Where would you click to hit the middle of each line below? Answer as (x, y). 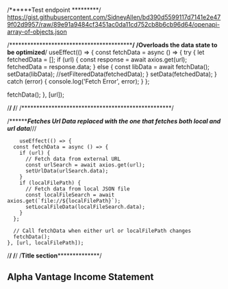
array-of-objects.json (37, 32)
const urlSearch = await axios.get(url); (85, 165)
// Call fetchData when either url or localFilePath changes (102, 231)
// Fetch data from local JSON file (77, 189)
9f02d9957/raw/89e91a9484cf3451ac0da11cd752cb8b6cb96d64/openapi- (114, 24)
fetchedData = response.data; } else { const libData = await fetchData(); (109, 67)
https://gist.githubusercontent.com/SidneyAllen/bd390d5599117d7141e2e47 (114, 17)
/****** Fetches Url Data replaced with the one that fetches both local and (114, 121)
